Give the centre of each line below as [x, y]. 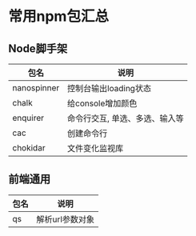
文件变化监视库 [95, 148]
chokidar [29, 148]
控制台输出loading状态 [109, 88]
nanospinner [36, 88]
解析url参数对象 [65, 219]
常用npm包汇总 [59, 16]
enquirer [28, 118]
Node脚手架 [38, 48]
